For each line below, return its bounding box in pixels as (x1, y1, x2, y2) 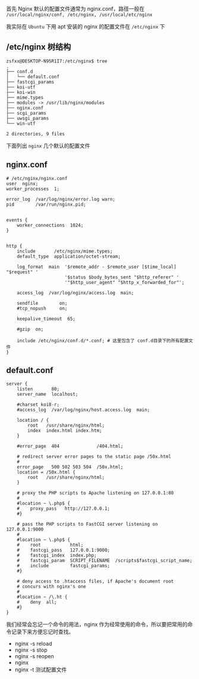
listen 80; (17, 386, 60, 392)
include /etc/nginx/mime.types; (17, 248, 113, 254)
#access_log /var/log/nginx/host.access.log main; (17, 407, 150, 413)
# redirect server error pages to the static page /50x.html (17, 454, 171, 460)
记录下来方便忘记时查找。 (11, 629, 74, 636)
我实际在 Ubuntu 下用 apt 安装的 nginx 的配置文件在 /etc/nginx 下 (6, 23, 165, 30)
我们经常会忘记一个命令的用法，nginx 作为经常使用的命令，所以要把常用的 (6, 621, 188, 628)
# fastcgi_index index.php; (17, 552, 97, 558)
